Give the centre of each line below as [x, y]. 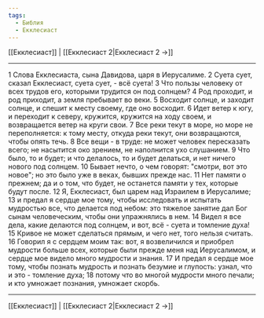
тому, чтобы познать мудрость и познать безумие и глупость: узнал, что [130, 267]
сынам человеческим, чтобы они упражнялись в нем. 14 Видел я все [125, 217]
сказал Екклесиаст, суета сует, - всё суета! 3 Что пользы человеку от [125, 83]
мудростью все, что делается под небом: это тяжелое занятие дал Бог [128, 208]
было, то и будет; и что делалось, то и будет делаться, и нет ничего [122, 159]
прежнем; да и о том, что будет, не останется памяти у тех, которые [123, 183]
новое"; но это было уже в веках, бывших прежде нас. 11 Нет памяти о [127, 175]
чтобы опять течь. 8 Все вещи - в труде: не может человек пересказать [129, 141]
